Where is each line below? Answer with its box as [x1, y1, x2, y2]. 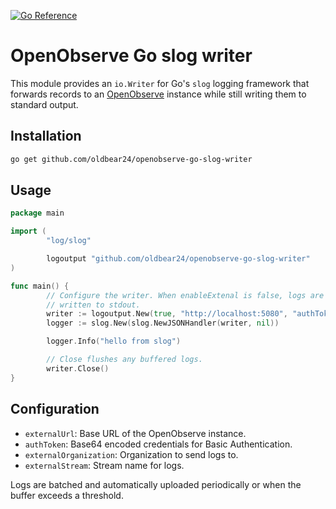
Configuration [10, 401, 100, 418]
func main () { [10, 281, 70, 291]
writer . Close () [46, 363, 110, 374]
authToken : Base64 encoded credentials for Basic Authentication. [24, 438, 293, 450]
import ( [10, 226, 47, 237]
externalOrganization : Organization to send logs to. [24, 448, 239, 460]
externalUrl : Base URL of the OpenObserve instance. [24, 427, 247, 439]
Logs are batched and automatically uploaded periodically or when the [10, 478, 302, 490]
